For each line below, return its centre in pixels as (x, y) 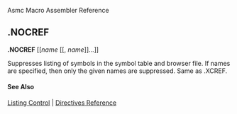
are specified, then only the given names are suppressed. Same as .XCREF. (117, 71)
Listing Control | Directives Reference (62, 103)
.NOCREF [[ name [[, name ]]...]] (53, 50)
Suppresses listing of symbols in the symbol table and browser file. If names (119, 63)
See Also (21, 87)
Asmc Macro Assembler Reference (58, 10)
